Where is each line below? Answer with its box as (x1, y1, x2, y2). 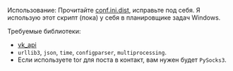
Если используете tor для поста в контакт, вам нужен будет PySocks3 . (17, 56, 227, 64)
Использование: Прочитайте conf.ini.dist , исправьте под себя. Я (7, 6, 201, 14)
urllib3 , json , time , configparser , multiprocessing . (17, 49, 167, 56)
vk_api (17, 41, 37, 49)
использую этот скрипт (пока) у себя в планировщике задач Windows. (7, 13, 221, 22)
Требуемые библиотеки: (7, 27, 81, 35)
